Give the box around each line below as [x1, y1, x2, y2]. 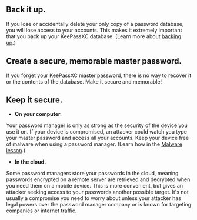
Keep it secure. [6, 95, 63, 105]
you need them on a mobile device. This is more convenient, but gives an [6, 182, 183, 189]
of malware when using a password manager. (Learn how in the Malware [6, 141, 182, 148]
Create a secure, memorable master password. [6, 56, 182, 66]
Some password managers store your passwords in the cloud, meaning [6, 170, 179, 177]
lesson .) [6, 147, 26, 154]
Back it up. [6, 5, 46, 15]
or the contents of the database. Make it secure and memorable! [6, 78, 162, 85]
